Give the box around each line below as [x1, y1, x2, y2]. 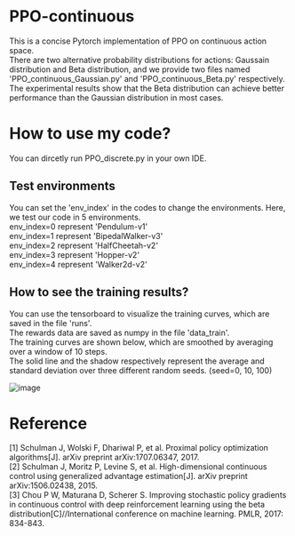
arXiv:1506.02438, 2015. [9, 480, 98, 491]
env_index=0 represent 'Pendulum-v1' [9, 220, 148, 232]
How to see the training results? [9, 284, 189, 300]
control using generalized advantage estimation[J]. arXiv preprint [9, 471, 249, 482]
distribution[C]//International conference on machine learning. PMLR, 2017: [9, 508, 284, 519]
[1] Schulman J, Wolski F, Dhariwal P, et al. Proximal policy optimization [9, 443, 269, 453]
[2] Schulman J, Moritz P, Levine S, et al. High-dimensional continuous [9, 461, 267, 472]
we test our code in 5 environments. [9, 212, 141, 222]
